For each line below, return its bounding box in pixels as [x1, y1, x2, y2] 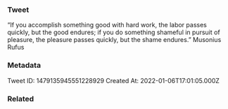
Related [7, 94, 34, 103]
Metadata [7, 61, 41, 71]
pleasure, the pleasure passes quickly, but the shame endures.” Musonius [7, 36, 222, 44]
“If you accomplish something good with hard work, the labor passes [7, 21, 208, 29]
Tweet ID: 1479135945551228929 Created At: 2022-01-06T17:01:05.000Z [7, 76, 220, 85]
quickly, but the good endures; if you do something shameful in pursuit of [7, 28, 220, 36]
